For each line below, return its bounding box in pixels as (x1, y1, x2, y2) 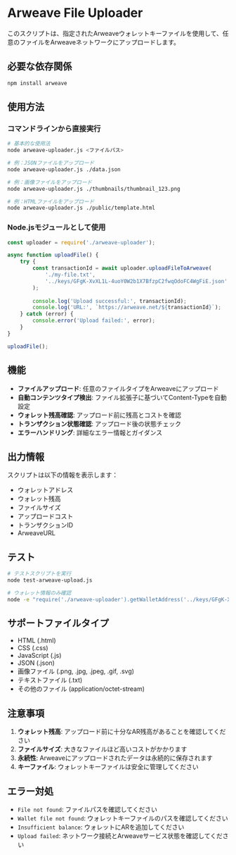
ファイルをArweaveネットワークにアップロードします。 (19, 37, 181, 46)
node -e (7, 596, 30, 603)
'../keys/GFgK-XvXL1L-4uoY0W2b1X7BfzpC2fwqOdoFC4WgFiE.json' (44, 277, 228, 285)
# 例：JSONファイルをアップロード (7, 160, 95, 167)
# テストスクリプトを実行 (7, 570, 72, 578)
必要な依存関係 (7, 61, 72, 73)
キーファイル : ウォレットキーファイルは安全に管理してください (17, 763, 199, 771)
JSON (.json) (17, 659, 55, 667)
